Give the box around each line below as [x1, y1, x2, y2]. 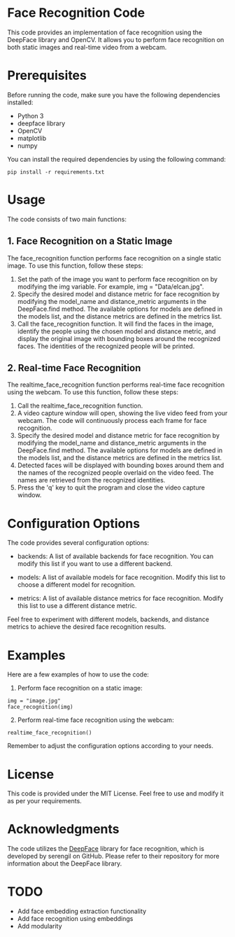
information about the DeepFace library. [7, 859, 122, 868]
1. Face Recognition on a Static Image [7, 235, 173, 247]
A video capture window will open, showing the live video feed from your [17, 409, 228, 417]
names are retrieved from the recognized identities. [17, 476, 166, 485]
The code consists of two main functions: [7, 215, 127, 223]
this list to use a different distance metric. [17, 602, 137, 610]
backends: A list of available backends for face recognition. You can [17, 552, 214, 561]
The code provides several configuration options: [7, 539, 149, 547]
